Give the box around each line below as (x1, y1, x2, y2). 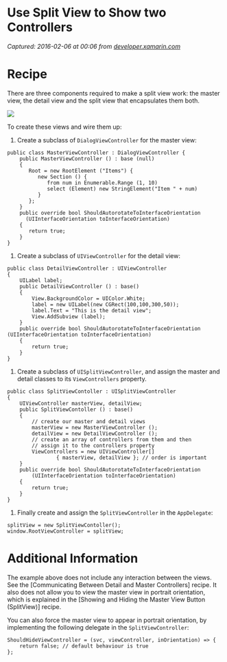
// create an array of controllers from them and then (32, 436, 192, 443)
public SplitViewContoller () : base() (19, 406, 134, 413)
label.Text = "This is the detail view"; (32, 307, 152, 314)
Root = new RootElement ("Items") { (28, 167, 134, 174)
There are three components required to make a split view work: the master (7, 89, 221, 97)
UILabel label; (19, 277, 63, 284)
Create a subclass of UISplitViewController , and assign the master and (16, 367, 221, 376)
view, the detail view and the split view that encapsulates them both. (7, 96, 200, 105)
